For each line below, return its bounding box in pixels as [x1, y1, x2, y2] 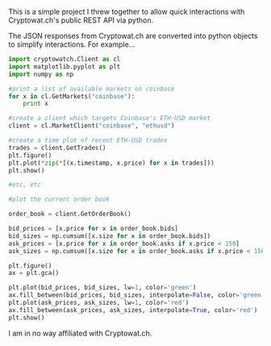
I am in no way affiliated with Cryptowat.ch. [8, 328, 152, 338]
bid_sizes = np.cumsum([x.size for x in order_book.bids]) [8, 231, 211, 240]
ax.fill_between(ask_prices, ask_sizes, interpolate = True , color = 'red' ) [8, 306, 258, 314]
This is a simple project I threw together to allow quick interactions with [8, 7, 245, 16]
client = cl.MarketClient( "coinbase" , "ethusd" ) [8, 122, 175, 130]
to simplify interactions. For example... [8, 40, 135, 49]
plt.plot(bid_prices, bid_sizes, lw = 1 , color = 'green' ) [8, 284, 197, 292]
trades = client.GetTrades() [8, 144, 106, 152]
